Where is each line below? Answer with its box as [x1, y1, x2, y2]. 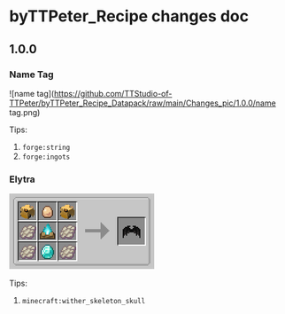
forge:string [21, 143, 71, 152]
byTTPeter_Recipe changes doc [9, 6, 250, 27]
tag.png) [9, 106, 41, 117]
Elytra [9, 173, 35, 185]
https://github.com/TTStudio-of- [53, 88, 173, 98]
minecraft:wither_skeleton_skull [21, 297, 146, 306]
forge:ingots [21, 153, 71, 161]
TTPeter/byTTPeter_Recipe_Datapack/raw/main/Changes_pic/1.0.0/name [9, 98, 276, 108]
